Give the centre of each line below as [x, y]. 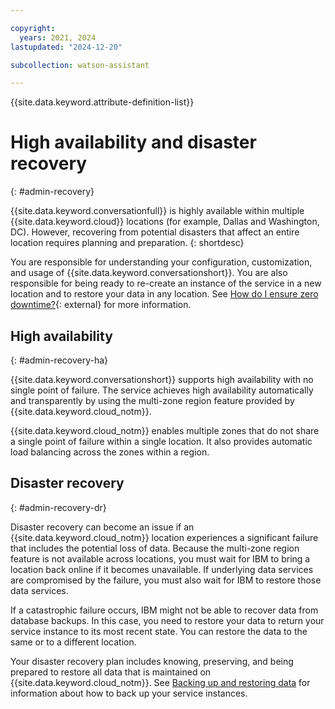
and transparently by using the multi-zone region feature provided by [152, 400]
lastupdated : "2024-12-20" [66, 47]
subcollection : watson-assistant [80, 65]
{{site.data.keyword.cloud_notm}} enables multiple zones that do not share [165, 430]
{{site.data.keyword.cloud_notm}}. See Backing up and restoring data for [160, 682]
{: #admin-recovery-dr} [58, 507]
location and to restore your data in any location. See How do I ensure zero [164, 294]
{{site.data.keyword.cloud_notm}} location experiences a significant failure [164, 537]
